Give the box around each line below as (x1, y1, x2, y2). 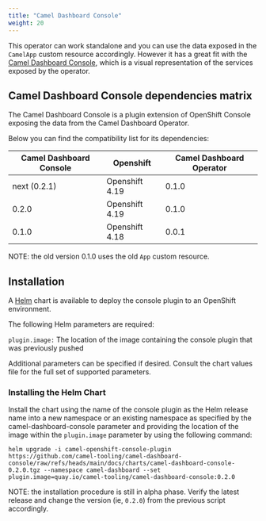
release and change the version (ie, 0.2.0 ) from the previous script (8, 496, 226, 505)
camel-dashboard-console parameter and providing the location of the (8, 422, 239, 431)
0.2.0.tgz (8, 466, 41, 474)
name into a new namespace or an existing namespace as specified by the (8, 413, 252, 423)
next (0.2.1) (12, 181, 57, 192)
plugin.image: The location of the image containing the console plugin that (8, 335, 253, 345)
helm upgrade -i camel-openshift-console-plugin (8, 446, 172, 454)
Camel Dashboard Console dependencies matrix (8, 89, 253, 102)
